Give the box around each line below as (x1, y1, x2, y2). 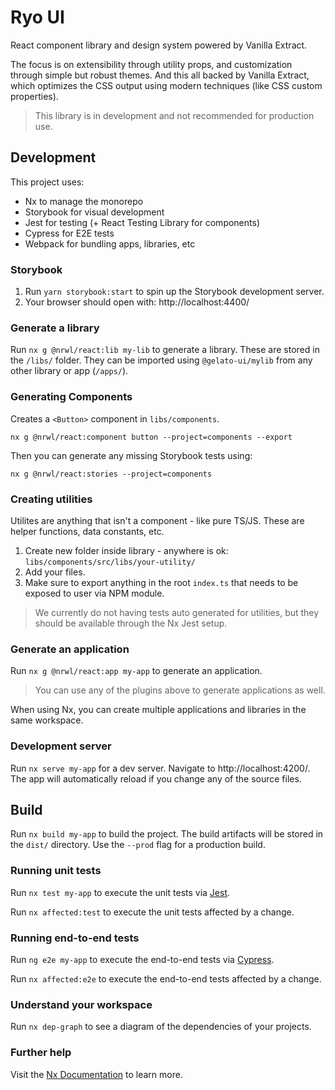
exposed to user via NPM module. (24, 587, 165, 599)
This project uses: (10, 176, 85, 188)
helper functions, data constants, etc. (10, 525, 165, 537)
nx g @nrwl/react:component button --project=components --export (10, 432, 293, 442)
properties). (10, 90, 59, 102)
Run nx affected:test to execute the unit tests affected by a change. (10, 906, 295, 918)
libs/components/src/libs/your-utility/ (24, 557, 196, 567)
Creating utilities (10, 492, 93, 506)
